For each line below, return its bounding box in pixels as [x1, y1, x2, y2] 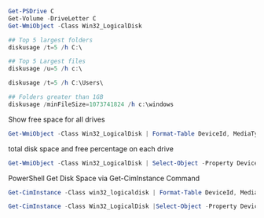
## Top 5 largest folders [8, 36, 93, 44]
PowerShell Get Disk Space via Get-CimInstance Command [8, 173, 200, 183]
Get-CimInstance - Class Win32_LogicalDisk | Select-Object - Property [8, 202, 237, 211]
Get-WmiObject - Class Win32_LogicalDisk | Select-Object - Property [8, 159, 234, 167]
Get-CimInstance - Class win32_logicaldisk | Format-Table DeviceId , [8, 188, 237, 196]
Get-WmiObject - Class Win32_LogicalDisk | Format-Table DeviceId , [8, 129, 230, 137]
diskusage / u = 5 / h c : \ [8, 65, 82, 73]
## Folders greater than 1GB [8, 93, 104, 101]
